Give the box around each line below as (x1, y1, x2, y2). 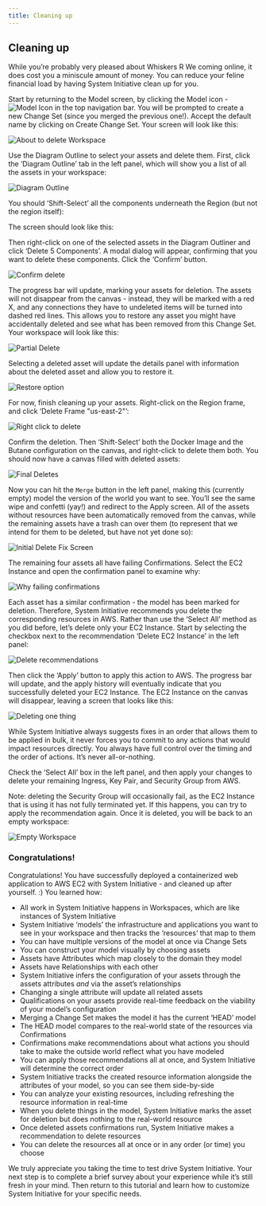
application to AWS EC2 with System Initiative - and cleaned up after (8, 879, 233, 888)
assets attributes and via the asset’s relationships (19, 978, 181, 988)
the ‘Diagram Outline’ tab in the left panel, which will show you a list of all (8, 159, 247, 169)
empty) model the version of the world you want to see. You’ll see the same (8, 494, 256, 503)
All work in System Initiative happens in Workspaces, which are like (19, 903, 240, 912)
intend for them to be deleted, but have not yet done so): (8, 527, 194, 537)
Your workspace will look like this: (8, 328, 119, 338)
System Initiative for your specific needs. (8, 1188, 142, 1198)
